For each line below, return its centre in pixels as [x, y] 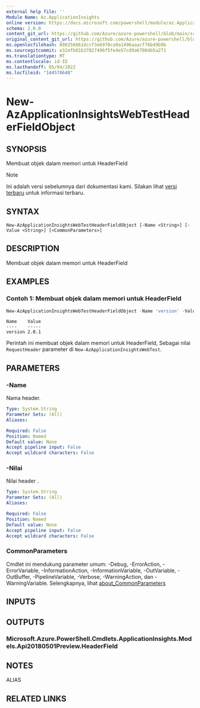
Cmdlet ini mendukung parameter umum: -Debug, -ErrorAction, [84, 564]
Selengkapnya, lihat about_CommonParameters [108, 583]
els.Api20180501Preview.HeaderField [62, 646]
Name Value [24, 322]
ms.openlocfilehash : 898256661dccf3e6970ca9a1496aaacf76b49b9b [86, 45]
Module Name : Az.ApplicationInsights [53, 17]
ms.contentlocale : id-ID [37, 61]
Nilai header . [22, 481]
